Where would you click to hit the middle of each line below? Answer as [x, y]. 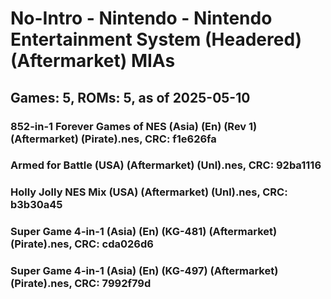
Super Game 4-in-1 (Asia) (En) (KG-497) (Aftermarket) [144, 271]
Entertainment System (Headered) [156, 39]
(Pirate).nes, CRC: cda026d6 [82, 244]
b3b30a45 [36, 205]
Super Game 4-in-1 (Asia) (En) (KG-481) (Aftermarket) [144, 232]
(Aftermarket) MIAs [93, 61]
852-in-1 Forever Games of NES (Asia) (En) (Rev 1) [134, 126]
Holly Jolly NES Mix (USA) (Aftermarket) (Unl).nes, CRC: [149, 192]
